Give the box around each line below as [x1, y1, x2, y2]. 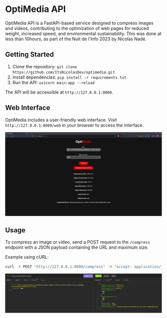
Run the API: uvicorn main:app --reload [12, 79, 95, 85]
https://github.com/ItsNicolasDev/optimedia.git [12, 70, 115, 75]
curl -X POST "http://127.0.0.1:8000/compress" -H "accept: [5, 264, 133, 270]
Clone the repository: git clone [12, 63, 77, 69]
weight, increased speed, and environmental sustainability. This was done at [5, 30, 162, 36]
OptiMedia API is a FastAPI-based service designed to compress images [5, 20, 154, 26]
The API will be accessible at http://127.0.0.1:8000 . [5, 89, 113, 95]
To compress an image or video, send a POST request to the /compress [5, 239, 150, 245]
